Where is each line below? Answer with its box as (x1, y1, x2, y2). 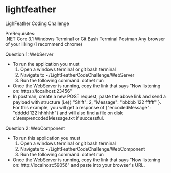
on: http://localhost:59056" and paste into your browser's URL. (12, 162, 145, 168)
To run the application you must (12, 61, 80, 67)
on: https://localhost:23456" (12, 88, 72, 94)
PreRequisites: (5, 30, 36, 36)
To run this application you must (12, 135, 81, 141)
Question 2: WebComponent (5, 125, 65, 131)
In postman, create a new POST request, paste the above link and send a (12, 93, 166, 100)
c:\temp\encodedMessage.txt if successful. (12, 115, 104, 121)
